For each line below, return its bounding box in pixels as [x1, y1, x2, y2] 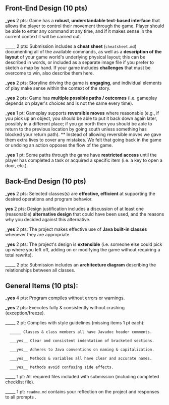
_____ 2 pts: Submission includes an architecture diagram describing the [5, 261, 156, 267]
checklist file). [5, 379, 34, 385]
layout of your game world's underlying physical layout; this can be [5, 54, 146, 60]
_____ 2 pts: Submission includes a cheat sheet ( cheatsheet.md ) [5, 43, 137, 49]
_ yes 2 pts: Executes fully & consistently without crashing [5, 305, 125, 311]
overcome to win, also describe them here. [5, 70, 94, 76]
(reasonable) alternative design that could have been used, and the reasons [5, 211, 164, 217]
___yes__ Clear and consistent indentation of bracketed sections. [10, 339, 155, 344]
